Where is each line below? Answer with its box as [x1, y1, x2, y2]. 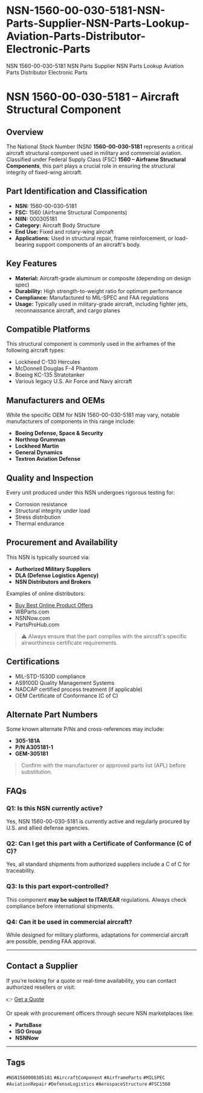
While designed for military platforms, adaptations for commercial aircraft [6, 931, 189, 939]
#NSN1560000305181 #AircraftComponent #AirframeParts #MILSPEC [6, 1074, 165, 1081]
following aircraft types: [6, 346, 65, 354]
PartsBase [14, 1021, 42, 1028]
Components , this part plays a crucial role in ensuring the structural [6, 162, 175, 170]
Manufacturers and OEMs [6, 395, 105, 406]
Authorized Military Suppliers [14, 565, 91, 572]
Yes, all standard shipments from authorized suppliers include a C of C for [6, 860, 190, 868]
